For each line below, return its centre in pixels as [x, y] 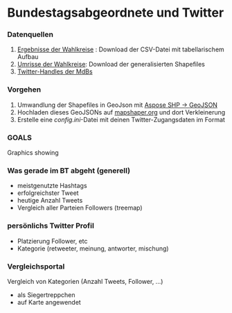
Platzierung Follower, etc [52, 241]
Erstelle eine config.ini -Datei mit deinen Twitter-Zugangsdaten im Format [121, 119]
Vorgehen [24, 90]
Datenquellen [30, 35]
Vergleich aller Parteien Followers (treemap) [80, 208]
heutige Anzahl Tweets [50, 201]
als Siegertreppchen [46, 295]
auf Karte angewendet [49, 302]
